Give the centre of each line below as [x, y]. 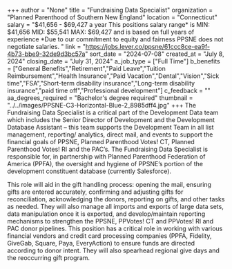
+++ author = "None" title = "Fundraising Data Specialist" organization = [110, 10]
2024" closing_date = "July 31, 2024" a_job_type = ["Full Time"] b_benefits [114, 61]
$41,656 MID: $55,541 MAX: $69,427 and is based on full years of [101, 32]
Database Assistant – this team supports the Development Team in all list [110, 127]
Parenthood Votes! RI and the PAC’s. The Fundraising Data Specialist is [108, 149]
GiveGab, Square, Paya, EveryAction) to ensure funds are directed [101, 243]
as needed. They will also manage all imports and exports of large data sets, [116, 207]
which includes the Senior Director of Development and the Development [111, 120]
